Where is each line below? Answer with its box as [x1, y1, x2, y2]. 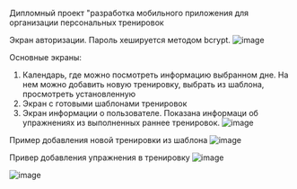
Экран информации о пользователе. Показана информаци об [22, 108, 258, 118]
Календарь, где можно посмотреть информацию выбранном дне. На [22, 69, 289, 80]
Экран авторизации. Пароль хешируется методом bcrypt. [9, 35, 231, 45]
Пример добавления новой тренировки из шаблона [9, 135, 208, 145]
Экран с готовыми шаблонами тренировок [22, 98, 188, 109]
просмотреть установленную [22, 89, 136, 99]
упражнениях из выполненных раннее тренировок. [22, 117, 221, 128]
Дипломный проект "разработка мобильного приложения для [9, 8, 249, 18]
